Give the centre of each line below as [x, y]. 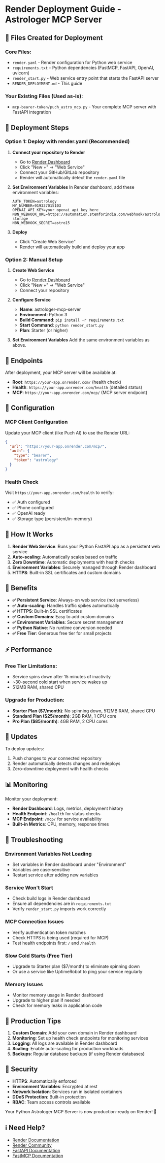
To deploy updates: [25, 748]
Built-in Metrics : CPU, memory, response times [61, 824]
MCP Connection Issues [34, 922]
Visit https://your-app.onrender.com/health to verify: [60, 493]
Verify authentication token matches [49, 932]
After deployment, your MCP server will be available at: [61, 372]
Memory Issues [24, 984]
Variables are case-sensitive [41, 870]
